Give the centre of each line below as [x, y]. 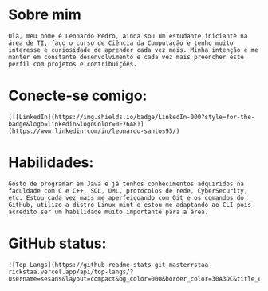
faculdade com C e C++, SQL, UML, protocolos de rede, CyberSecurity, [128, 191]
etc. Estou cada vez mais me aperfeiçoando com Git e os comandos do [126, 197]
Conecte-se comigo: [78, 96]
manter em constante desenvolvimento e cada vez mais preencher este [126, 57]
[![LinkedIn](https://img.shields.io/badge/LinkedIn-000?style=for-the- [132, 117]
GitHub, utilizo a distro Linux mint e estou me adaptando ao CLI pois [130, 205]
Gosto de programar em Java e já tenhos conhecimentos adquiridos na [126, 184]
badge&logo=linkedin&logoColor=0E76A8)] [77, 124]
